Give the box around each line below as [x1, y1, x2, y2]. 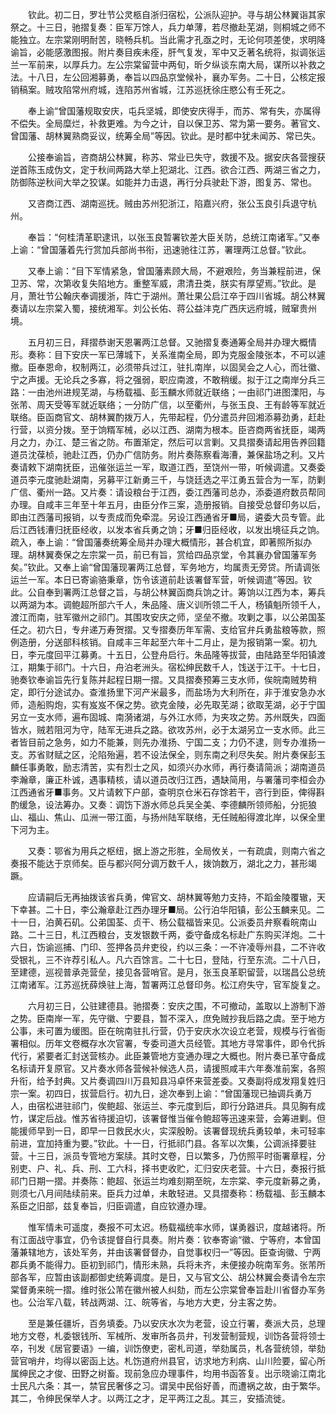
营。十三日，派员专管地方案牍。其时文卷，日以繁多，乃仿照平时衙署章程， [10, 1150, 317, 1162]
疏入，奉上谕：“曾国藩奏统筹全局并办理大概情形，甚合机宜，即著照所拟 [10, 536, 304, 548]
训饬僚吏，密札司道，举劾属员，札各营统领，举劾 [123, 1343, 326, 1354]
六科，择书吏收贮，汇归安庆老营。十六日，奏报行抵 [114, 1163, 326, 1174]
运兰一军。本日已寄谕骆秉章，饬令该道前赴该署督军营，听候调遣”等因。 [10, 574, 304, 585]
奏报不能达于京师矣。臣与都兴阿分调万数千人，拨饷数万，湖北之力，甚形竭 [10, 858, 317, 869]
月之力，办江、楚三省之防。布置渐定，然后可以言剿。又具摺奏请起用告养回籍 [10, 436, 326, 448]
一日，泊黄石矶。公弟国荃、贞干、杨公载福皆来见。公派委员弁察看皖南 [18, 916, 308, 928]
